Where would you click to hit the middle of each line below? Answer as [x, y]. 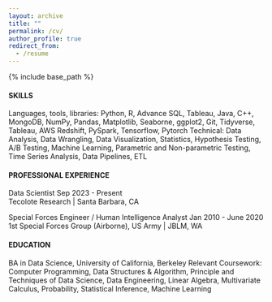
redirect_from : [34, 46]
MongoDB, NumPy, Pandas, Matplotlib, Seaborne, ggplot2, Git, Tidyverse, [132, 122]
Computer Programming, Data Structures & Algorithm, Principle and [121, 271]
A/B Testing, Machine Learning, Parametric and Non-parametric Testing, [130, 148]
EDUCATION [30, 245]
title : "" [25, 24]
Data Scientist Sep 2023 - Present [66, 193]
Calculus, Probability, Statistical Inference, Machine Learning [110, 288]
